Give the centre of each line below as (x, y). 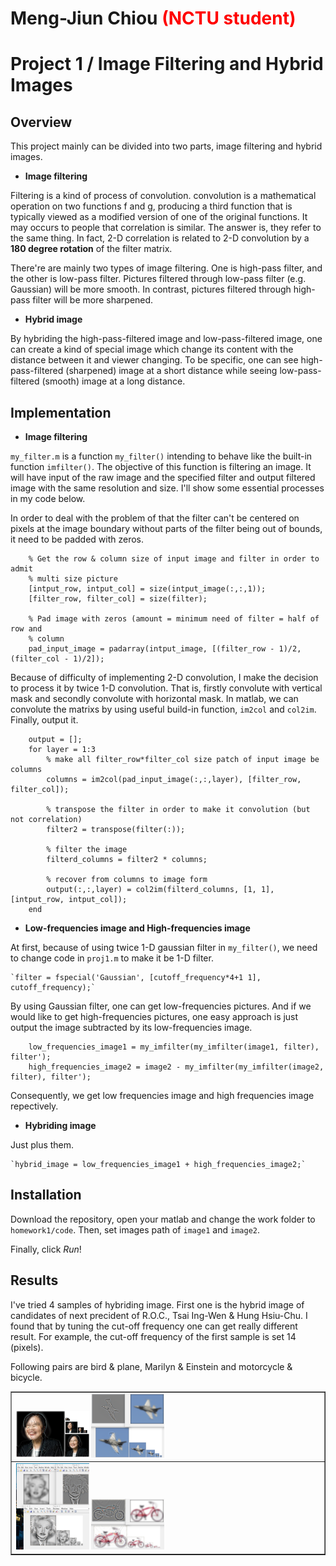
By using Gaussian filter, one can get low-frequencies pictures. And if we (161, 1006)
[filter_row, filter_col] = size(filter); (118, 599)
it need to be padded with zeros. (77, 539)
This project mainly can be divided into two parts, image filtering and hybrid (166, 146)
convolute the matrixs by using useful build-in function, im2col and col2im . (163, 709)
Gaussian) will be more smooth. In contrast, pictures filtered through (151, 289)
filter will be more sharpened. (93, 300)
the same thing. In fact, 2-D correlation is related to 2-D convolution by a (160, 238)
